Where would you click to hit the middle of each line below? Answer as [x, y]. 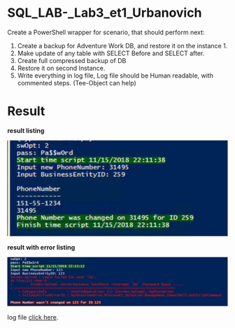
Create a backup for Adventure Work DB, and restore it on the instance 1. [122, 45]
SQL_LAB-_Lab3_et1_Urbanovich [105, 13]
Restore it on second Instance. [61, 68]
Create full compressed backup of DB [72, 60]
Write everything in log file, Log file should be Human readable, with [115, 76]
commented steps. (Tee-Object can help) [77, 83]
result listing [26, 130]
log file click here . [33, 317]
